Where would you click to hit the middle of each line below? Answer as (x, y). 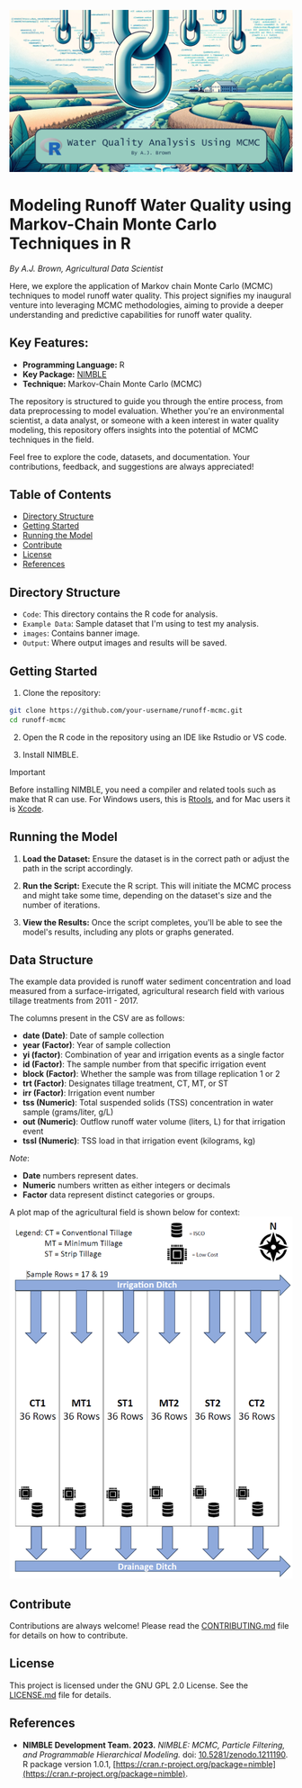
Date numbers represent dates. (80, 1176)
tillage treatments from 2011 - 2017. (74, 1001)
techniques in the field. (52, 439)
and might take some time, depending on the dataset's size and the (147, 895)
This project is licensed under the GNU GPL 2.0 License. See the (129, 1685)
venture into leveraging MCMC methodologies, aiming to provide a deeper (147, 305)
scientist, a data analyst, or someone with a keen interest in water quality (144, 420)
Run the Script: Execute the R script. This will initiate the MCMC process (157, 885)
